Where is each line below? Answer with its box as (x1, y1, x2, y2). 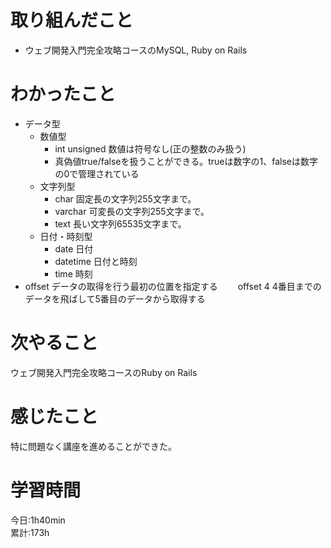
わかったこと (10, 83, 117, 106)
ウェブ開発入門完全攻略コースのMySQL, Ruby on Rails (24, 44, 248, 56)
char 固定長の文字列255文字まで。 (54, 192, 197, 205)
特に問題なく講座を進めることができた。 (10, 440, 177, 452)
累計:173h (10, 526, 50, 538)
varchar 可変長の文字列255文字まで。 (54, 205, 210, 217)
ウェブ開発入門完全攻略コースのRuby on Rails (10, 366, 198, 378)
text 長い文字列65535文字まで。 (54, 217, 187, 230)
